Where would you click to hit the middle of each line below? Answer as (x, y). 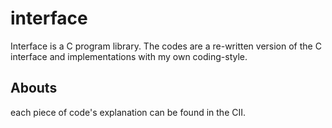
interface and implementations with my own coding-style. (129, 56)
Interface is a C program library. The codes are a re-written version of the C (166, 46)
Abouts (34, 88)
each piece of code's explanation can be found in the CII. (128, 112)
